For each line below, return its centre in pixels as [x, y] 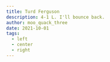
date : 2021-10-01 [28, 28]
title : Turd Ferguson [33, 12]
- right [21, 50]
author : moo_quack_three [37, 22]
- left [20, 39]
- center [22, 45]
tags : [13, 34]
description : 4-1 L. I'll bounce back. [56, 17]
